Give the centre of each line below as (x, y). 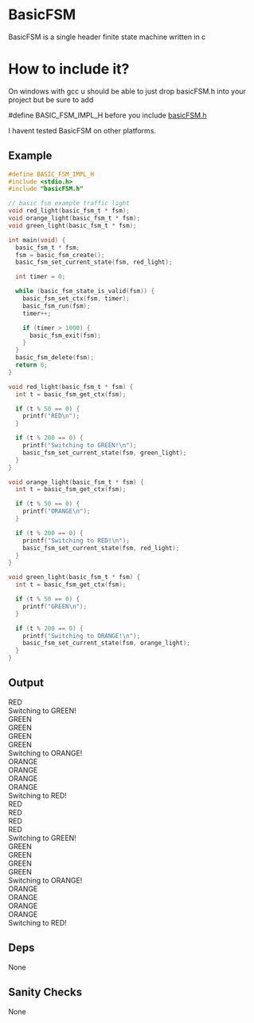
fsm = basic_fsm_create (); (60, 255)
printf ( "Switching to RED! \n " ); (76, 541)
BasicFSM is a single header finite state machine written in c (107, 37)
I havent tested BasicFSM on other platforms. (82, 130)
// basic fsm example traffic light (69, 204)
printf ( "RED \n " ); (51, 416)
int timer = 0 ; (41, 277)
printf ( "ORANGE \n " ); (57, 511)
